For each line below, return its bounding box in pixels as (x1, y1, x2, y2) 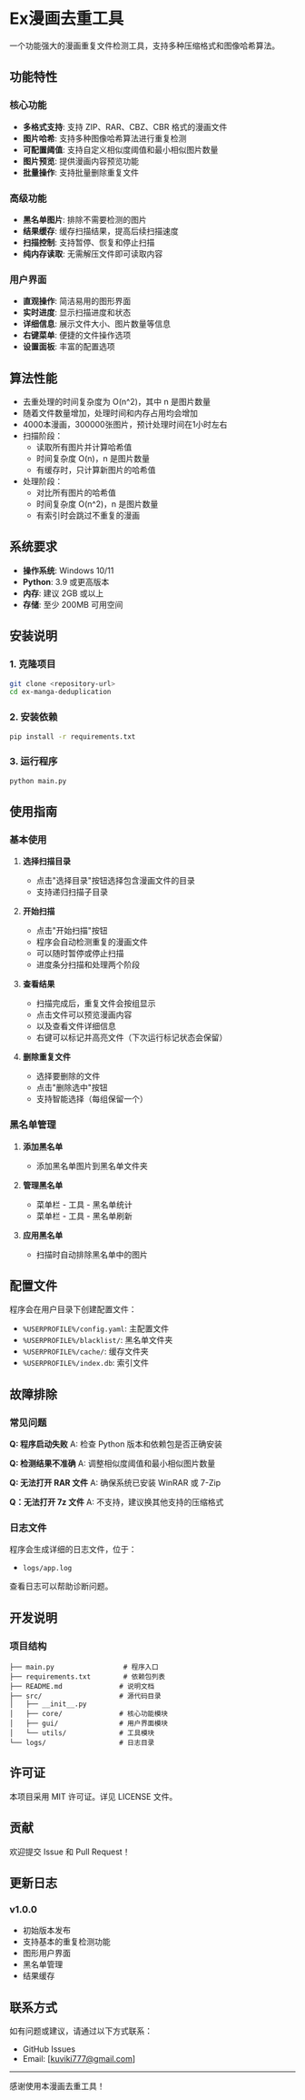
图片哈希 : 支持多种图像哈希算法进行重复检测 (22, 133, 187, 144)
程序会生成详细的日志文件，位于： (9, 1544, 137, 1555)
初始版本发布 (22, 1925, 71, 1936)
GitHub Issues (22, 2044, 75, 2055)
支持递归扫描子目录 (35, 886, 109, 897)
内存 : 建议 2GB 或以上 (22, 588, 104, 599)
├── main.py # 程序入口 (9, 1662, 159, 1672)
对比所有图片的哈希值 (35, 488, 116, 499)
